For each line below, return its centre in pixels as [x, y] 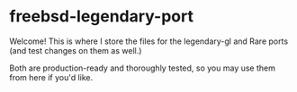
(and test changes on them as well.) [76, 50]
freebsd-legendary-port [101, 17]
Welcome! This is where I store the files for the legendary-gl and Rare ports [149, 41]
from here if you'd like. [51, 77]
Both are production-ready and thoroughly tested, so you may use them [143, 68]
